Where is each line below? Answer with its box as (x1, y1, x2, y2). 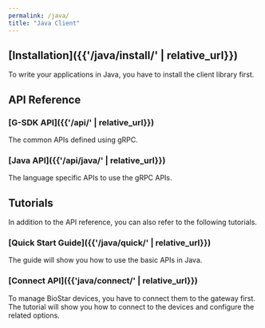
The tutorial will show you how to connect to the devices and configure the (8, 302, 255, 311)
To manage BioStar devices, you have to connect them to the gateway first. (8, 293, 255, 303)
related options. (8, 310, 60, 320)
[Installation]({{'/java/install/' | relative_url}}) (8, 49, 238, 62)
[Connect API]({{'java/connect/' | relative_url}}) (8, 275, 198, 287)
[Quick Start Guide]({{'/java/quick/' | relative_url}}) (8, 237, 212, 248)
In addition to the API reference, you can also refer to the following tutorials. (8, 217, 258, 227)
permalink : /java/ (8, 11, 69, 20)
